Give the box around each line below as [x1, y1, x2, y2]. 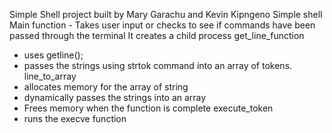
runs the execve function [23, 113, 127, 124]
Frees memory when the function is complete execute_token [23, 102, 274, 114]
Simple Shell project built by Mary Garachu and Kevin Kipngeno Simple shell [9, 9, 323, 20]
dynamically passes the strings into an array [23, 92, 207, 103]
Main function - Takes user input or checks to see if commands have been [9, 19, 316, 31]
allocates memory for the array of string [23, 81, 189, 93]
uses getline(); [23, 49, 84, 61]
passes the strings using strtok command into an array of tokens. [23, 60, 293, 71]
